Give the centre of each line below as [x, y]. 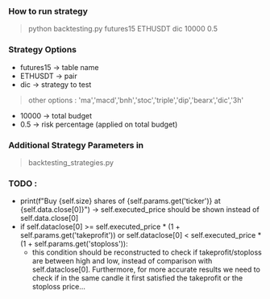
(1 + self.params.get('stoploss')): [74, 244]
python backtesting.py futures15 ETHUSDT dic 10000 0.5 [123, 29]
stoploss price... [59, 287]
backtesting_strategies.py [71, 162]
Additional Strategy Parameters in [76, 145]
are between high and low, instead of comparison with [122, 261]
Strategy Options [42, 50]
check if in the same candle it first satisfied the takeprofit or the [137, 278]
